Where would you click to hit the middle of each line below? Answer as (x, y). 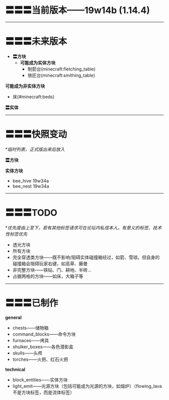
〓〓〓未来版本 (36, 42)
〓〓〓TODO (31, 213)
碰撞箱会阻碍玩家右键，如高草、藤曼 (50, 263)
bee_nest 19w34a (31, 186)
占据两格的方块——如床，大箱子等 (48, 276)
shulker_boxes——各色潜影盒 (43, 347)
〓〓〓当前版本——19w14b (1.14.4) (77, 10)
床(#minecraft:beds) (33, 97)
